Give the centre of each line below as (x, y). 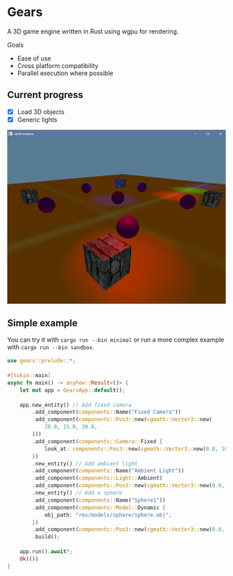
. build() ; (46, 537)
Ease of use (34, 58)
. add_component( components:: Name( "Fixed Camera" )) (107, 412)
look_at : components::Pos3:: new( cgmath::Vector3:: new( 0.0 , (131, 449)
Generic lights (37, 120)
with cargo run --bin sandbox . (51, 347)
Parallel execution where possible (65, 73)
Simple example (43, 323)
